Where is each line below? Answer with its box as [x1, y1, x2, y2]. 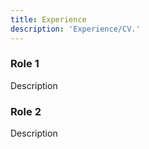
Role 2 [10, 104, 42, 118]
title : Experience [10, 14, 87, 25]
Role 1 [10, 57, 40, 71]
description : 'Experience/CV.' [10, 24, 141, 34]
